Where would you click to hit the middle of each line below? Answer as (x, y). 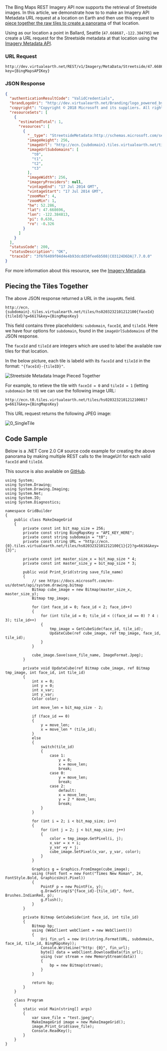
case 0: (57, 773)
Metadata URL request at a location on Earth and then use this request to (80, 18)
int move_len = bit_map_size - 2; (67, 707)
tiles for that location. (27, 351)
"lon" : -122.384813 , (48, 215)
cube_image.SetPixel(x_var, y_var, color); (95, 852)
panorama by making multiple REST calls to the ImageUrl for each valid (78, 456)
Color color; (45, 699)
